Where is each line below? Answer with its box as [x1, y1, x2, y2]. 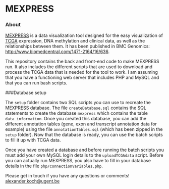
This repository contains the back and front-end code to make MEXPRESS [5, 59, 160, 65]
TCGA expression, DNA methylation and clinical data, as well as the [5, 38, 145, 44]
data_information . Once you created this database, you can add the [5, 116, 147, 122]
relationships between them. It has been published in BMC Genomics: [5, 43, 150, 50]
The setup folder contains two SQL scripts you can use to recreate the [5, 100, 151, 106]
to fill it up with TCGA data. [5, 137, 61, 143]
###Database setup [5, 89, 47, 96]
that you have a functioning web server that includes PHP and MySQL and [5, 74, 159, 81]
